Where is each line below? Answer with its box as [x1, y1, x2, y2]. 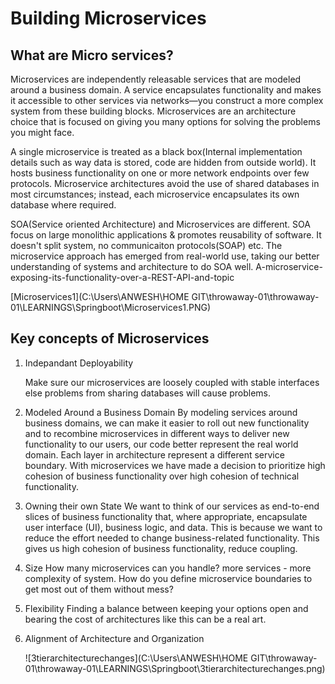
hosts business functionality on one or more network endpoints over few [10, 167, 310, 179]
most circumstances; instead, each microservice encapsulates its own [10, 188, 300, 200]
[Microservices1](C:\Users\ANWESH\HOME [10, 291, 190, 302]
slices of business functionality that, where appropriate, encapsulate [24, 510, 308, 522]
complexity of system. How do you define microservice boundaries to [24, 572, 313, 584]
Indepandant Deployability [24, 357, 134, 369]
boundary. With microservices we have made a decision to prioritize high [24, 459, 326, 471]
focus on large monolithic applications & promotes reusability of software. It [10, 229, 322, 241]
